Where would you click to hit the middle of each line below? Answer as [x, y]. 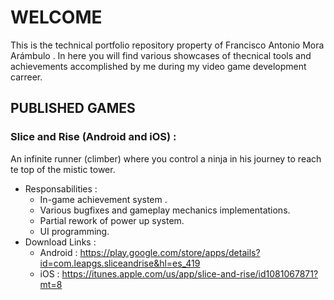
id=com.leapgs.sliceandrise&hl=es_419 [120, 263]
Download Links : [60, 242]
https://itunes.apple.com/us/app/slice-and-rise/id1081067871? [190, 273]
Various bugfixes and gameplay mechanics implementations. [165, 210]
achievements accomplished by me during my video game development [158, 66]
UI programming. [74, 231]
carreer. [26, 77]
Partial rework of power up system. [112, 220]
